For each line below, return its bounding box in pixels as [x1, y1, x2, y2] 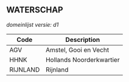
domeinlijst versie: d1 [6, 21, 59, 28]
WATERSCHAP [6, 5, 63, 15]
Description [65, 35, 100, 44]
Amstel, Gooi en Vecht [45, 46, 110, 54]
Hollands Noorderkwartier [45, 55, 120, 64]
